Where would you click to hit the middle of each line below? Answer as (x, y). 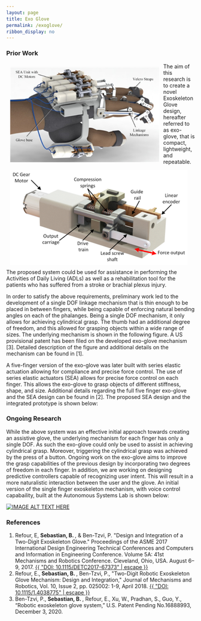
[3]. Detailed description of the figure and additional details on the (88, 347)
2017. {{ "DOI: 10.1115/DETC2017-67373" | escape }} (85, 567)
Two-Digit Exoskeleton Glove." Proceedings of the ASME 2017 (91, 542)
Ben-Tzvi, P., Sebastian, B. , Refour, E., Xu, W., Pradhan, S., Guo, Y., (98, 599)
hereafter (175, 117)
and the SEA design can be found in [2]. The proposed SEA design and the (98, 397)
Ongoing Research (34, 419)
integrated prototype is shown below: (52, 403)
